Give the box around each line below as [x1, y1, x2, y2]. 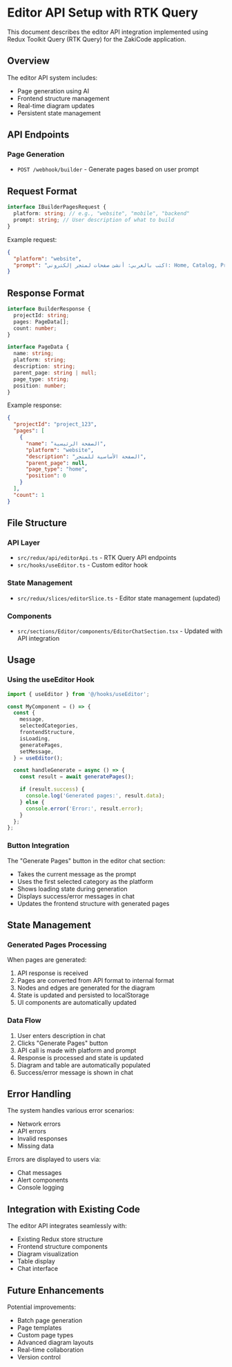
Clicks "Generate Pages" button [17, 1039, 108, 1047]
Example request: [7, 235, 57, 243]
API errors [17, 1127, 46, 1135]
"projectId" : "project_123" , [13, 421, 97, 428]
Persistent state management [17, 109, 101, 117]
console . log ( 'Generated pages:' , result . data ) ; [25, 793, 166, 800]
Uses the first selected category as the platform [17, 877, 154, 885]
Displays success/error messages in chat [17, 892, 135, 900]
